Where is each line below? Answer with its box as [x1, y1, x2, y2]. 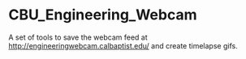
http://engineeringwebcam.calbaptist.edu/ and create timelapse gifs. [8, 40, 238, 50]
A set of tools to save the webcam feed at [8, 32, 148, 42]
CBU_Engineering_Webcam [8, 6, 197, 24]
